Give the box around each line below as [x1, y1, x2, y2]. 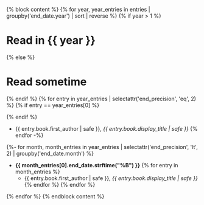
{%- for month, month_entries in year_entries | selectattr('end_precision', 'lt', [6, 143, 198, 150]
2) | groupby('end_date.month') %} [6, 150, 94, 157]
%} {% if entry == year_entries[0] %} [6, 101, 100, 109]
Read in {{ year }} [6, 33, 96, 47]
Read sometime [6, 75, 87, 89]
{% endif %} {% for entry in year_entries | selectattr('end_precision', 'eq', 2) [6, 95, 197, 102]
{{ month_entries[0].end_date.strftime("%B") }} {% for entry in [15, 161, 178, 169]
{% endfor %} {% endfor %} [24, 181, 96, 188]
